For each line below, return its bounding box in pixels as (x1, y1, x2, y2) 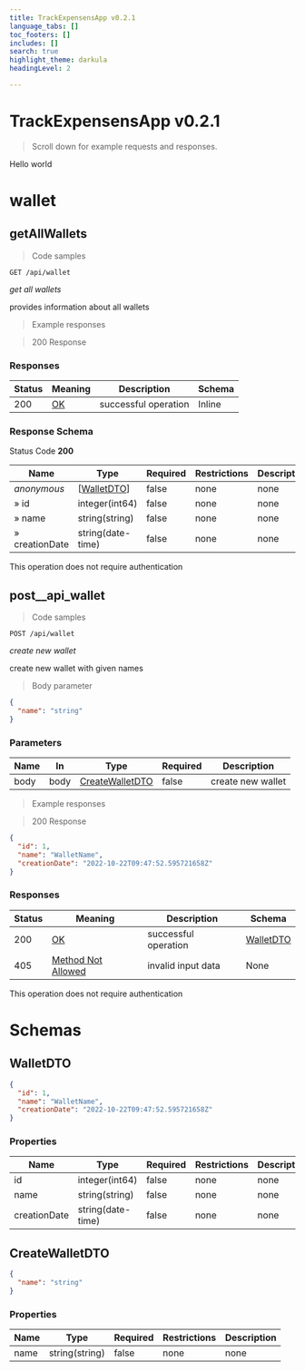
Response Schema (9, 426, 93, 438)
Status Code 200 (9, 446, 74, 456)
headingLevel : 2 (9, 64, 71, 73)
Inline (198, 398, 221, 411)
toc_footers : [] (9, 30, 71, 39)
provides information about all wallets (9, 301, 150, 312)
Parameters (9, 736, 62, 749)
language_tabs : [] (9, 22, 79, 31)
